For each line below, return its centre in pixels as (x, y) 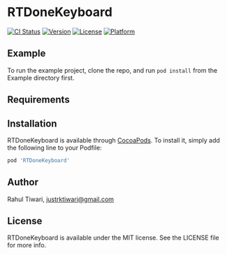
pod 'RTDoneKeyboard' (39, 160)
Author (23, 182)
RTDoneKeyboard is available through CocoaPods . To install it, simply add (113, 140)
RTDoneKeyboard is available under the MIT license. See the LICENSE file (113, 238)
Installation (32, 123)
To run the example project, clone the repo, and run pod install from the (112, 70)
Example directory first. (41, 78)
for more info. (27, 245)
